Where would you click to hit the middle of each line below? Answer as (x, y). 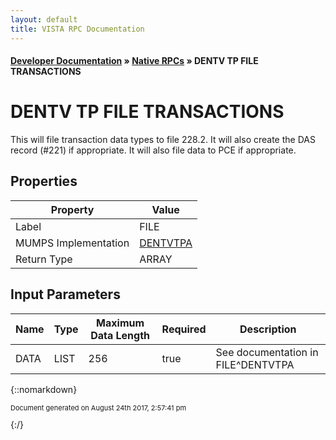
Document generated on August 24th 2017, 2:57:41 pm (98, 407)
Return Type (44, 259)
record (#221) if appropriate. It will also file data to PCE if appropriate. (153, 150)
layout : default (44, 19)
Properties (44, 181)
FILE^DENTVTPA (255, 364)
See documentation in (267, 352)
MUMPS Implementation (72, 243)
